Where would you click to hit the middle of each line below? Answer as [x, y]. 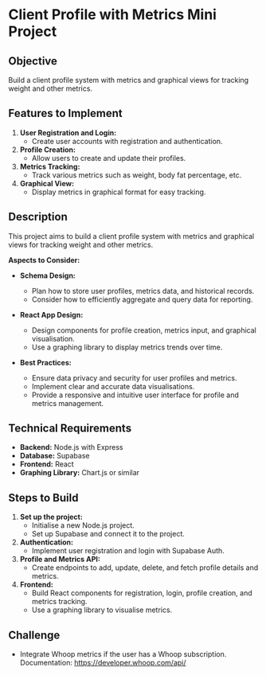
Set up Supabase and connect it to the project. [108, 534]
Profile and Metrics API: [60, 560]
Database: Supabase [55, 456]
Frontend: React [47, 464]
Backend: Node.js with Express [71, 447]
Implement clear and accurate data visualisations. [113, 386]
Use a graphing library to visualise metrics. [102, 610]
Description [38, 217]
